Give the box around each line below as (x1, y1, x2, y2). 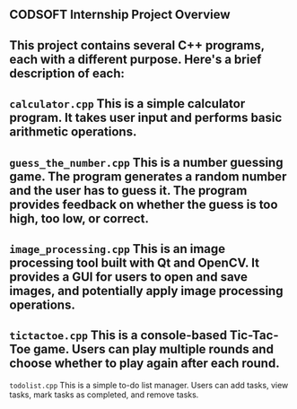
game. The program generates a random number (9, 169, 287, 184)
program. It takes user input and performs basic (9, 110, 283, 126)
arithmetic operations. (9, 125, 137, 140)
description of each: (9, 65, 126, 81)
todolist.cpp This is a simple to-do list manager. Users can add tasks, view (9, 379, 289, 390)
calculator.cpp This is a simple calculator (9, 96, 246, 111)
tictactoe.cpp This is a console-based (9, 327, 227, 344)
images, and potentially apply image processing (9, 283, 284, 299)
